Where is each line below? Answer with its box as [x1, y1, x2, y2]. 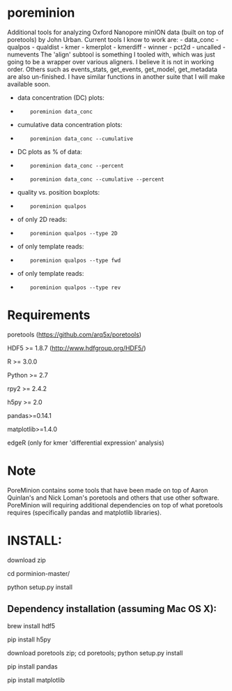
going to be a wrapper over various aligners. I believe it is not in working [7, 57, 215, 66]
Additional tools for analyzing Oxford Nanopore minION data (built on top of [7, 28, 224, 36]
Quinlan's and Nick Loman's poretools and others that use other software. [7, 493, 219, 502]
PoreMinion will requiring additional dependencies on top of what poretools [7, 500, 223, 509]
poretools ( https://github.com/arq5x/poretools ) [7, 330, 141, 339]
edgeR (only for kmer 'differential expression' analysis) [7, 438, 164, 447]
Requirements [7, 307, 91, 323]
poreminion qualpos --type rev [30, 284, 121, 291]
